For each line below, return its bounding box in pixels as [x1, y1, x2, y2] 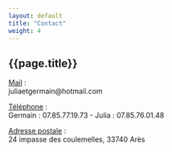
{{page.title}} [8, 56, 78, 70]
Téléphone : [8, 102, 48, 112]
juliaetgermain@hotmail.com [8, 86, 103, 97]
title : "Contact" [8, 19, 67, 27]
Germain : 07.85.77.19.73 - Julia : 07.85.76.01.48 [8, 110, 165, 121]
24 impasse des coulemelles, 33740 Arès [8, 134, 145, 145]
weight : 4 [8, 27, 42, 35]
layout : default [8, 11, 63, 20]
